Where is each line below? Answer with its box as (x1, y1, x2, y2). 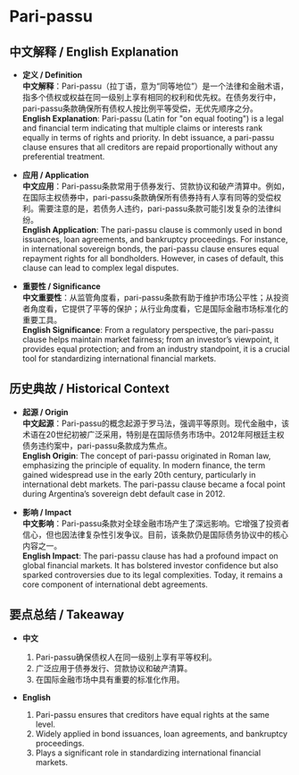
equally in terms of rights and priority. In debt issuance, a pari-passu (21, 132, 275, 142)
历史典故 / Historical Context (9, 381, 170, 396)
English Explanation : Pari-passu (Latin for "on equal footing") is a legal (21, 114, 284, 123)
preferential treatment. (21, 151, 105, 162)
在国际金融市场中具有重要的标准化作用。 (35, 674, 185, 685)
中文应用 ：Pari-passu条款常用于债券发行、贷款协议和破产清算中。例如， (21, 181, 290, 192)
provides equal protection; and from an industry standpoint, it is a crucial (21, 344, 290, 354)
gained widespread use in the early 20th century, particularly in (21, 469, 256, 480)
